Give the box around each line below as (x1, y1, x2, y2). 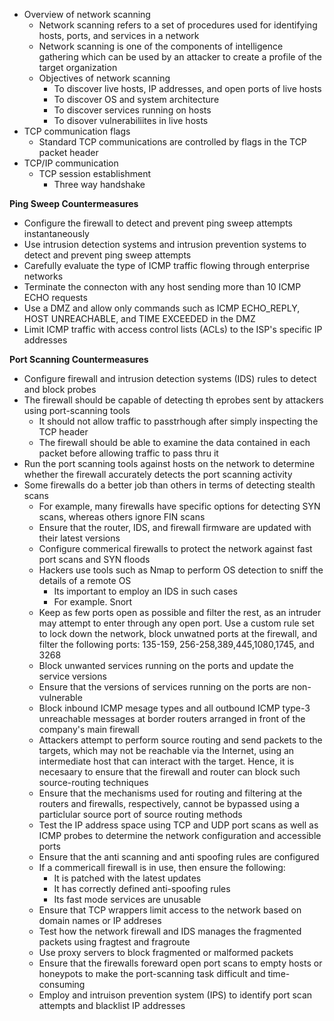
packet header (38, 147, 99, 158)
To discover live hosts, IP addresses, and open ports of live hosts (53, 83, 322, 94)
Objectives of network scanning (38, 72, 171, 84)
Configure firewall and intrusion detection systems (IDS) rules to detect (23, 373, 317, 384)
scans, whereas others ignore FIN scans (38, 511, 206, 523)
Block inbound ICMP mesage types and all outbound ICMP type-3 (38, 702, 311, 714)
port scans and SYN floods (38, 554, 151, 565)
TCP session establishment (38, 168, 152, 179)
